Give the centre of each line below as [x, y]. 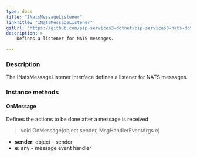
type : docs [19, 11]
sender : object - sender [43, 142]
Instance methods [33, 93]
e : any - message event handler [53, 148]
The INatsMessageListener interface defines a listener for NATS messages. [97, 77]
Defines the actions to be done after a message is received [77, 119]
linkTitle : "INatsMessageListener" [50, 22]
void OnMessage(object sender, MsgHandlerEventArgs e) [90, 131]
